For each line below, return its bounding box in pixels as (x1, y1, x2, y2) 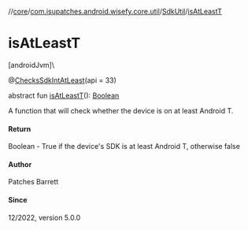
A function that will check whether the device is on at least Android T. (8, 106, 234, 115)
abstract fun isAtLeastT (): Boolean (8, 91, 120, 100)
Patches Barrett (8, 177, 59, 187)
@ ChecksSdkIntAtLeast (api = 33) (8, 75, 117, 85)
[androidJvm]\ (8, 60, 55, 69)
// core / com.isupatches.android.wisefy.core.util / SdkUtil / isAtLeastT (8, 7, 223, 16)
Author (8, 159, 32, 169)
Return (8, 124, 31, 133)
